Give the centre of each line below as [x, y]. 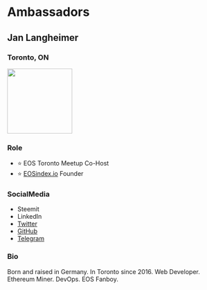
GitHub [27, 231]
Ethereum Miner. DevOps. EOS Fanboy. [63, 279]
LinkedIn [29, 217]
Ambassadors [48, 12]
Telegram [31, 239]
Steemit [28, 209]
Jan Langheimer [43, 38]
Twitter [27, 224]
